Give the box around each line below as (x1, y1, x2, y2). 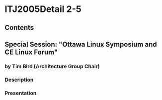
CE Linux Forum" (4, 48, 58, 56)
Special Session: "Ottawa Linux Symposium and (4, 40, 157, 48)
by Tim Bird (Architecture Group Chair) (4, 63, 100, 70)
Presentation (4, 90, 37, 97)
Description (4, 76, 34, 83)
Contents (4, 23, 34, 32)
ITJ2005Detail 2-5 (4, 3, 81, 15)
